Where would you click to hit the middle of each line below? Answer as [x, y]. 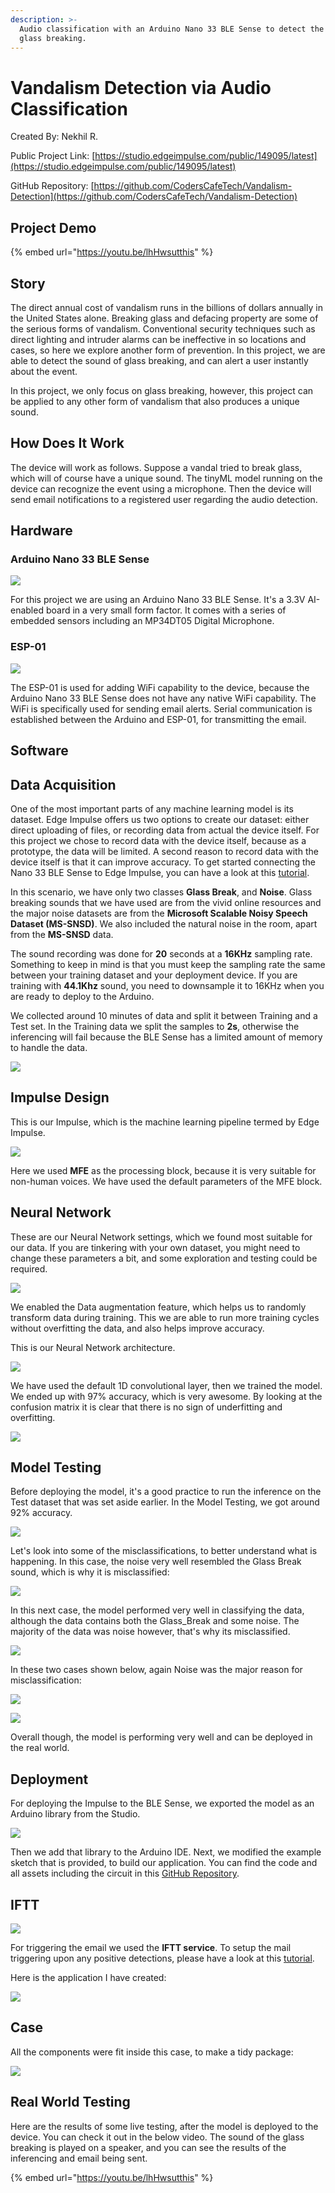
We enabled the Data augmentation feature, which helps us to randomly [158, 1307]
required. [29, 1268]
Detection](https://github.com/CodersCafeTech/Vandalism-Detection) [154, 197]
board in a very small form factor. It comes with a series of [166, 610]
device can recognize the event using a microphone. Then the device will [161, 488]
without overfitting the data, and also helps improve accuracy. [137, 1328]
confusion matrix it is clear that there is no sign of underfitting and [146, 1407]
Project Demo [53, 227]
